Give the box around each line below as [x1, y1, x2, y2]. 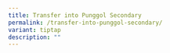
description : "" [8, 33, 61, 41]
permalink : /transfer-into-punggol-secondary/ [8, 19, 163, 26]
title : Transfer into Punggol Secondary [8, 11, 143, 19]
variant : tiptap [8, 26, 61, 34]
